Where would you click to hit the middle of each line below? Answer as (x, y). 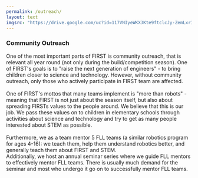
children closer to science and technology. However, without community (94, 75)
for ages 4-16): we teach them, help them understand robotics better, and (95, 144)
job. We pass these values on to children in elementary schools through (93, 112)
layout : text (22, 17)
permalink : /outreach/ (34, 11)
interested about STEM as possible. (49, 125)
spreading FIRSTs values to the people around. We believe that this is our (95, 106)
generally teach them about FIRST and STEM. (61, 150)
